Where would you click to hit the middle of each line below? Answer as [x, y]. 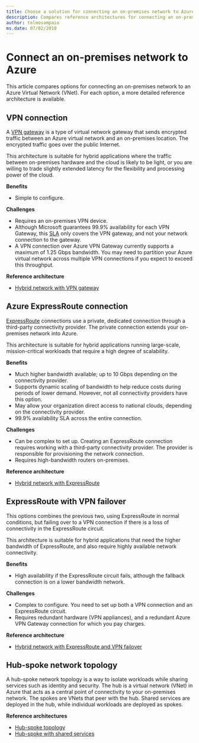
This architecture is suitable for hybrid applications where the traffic [89, 156]
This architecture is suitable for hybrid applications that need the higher [93, 540]
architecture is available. [36, 99]
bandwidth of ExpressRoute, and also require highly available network [92, 546]
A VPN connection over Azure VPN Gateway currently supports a [94, 246]
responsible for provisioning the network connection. [79, 453]
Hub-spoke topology [40, 728]
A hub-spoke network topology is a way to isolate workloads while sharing [97, 680]
